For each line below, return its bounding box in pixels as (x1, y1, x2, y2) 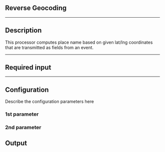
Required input (5, 63, 52, 72)
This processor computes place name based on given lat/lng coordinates (5, 39, 153, 45)
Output (5, 139, 27, 148)
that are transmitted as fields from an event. (5, 44, 94, 51)
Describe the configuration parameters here (5, 99, 94, 104)
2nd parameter (5, 124, 42, 131)
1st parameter (5, 111, 39, 118)
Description (5, 26, 42, 35)
